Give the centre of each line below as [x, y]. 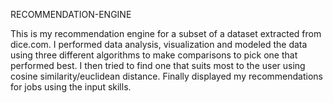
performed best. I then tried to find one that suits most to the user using [158, 65]
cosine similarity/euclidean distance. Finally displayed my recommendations [166, 76]
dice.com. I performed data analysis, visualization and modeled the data [159, 44]
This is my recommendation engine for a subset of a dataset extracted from [166, 33]
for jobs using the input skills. [71, 87]
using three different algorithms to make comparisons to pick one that [154, 55]
